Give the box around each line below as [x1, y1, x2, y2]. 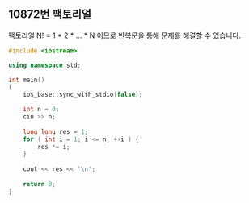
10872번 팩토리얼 [8, 7, 91, 22]
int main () [8, 76, 45, 84]
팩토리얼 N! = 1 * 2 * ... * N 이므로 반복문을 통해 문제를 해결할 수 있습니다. [8, 31, 241, 40]
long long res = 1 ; [23, 127, 89, 135]
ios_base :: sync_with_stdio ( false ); [23, 91, 143, 99]
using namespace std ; [8, 61, 82, 69]
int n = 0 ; [23, 106, 60, 114]
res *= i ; [37, 143, 70, 151]
